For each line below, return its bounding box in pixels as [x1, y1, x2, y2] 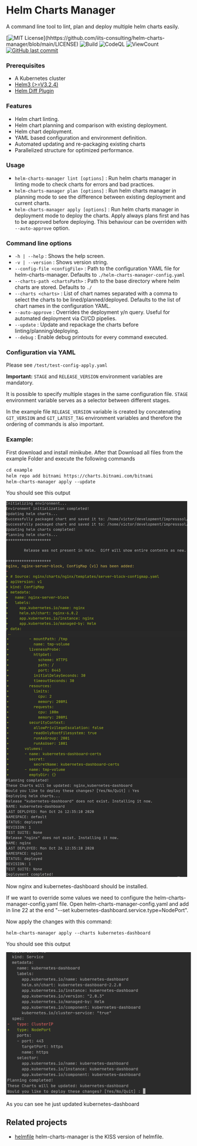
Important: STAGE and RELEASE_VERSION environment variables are [6, 373, 163, 380]
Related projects [6, 1117, 67, 1128]
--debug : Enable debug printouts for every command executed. [14, 334, 168, 341]
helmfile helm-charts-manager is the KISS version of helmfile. [14, 1133, 164, 1140]
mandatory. [6, 379, 34, 387]
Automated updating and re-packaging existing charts [14, 140, 145, 147]
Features [6, 102, 32, 110]
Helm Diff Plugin [14, 88, 55, 95]
